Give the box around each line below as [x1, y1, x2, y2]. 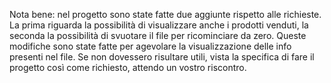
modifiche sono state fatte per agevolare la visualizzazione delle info [9, 40, 292, 52]
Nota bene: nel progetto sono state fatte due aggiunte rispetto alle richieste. [9, 9, 322, 20]
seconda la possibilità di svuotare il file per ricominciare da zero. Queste [9, 30, 307, 41]
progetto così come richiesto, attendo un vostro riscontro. [9, 62, 247, 73]
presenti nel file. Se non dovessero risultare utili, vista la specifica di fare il [9, 51, 315, 63]
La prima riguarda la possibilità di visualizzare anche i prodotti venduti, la [9, 19, 309, 31]
